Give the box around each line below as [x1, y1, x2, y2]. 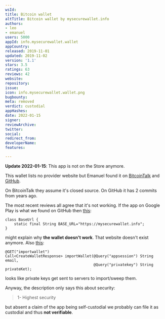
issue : [5, 85, 19, 91]
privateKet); [5, 267, 32, 272]
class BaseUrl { [5, 217, 39, 222]
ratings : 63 [5, 67, 30, 72]
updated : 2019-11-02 [5, 53, 48, 58]
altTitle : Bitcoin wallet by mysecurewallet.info [5, 16, 110, 21]
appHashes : [5, 108, 28, 114]
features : [5, 145, 26, 150]
